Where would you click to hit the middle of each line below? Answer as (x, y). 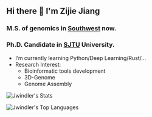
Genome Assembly (48, 84)
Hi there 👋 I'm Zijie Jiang (53, 11)
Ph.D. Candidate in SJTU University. (60, 45)
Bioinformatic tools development (65, 71)
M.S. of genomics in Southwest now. (61, 28)
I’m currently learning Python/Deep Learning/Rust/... (81, 58)
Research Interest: (38, 64)
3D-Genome (40, 77)
